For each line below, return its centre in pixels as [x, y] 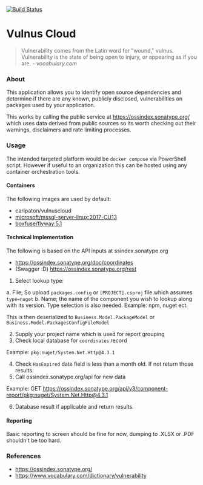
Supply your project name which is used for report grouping [90, 334]
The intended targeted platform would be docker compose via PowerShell [96, 159]
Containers [21, 185]
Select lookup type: [39, 280]
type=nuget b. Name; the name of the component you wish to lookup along [99, 299]
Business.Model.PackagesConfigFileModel [58, 323]
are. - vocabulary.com [49, 63]
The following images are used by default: [59, 199]
